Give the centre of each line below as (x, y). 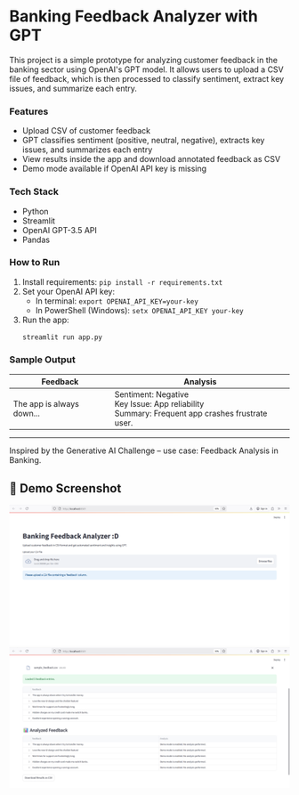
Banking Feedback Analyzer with (133, 16)
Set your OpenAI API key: (69, 291)
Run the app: (45, 320)
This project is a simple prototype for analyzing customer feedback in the (144, 60)
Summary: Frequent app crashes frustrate (191, 413)
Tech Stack (34, 191)
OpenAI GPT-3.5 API (60, 230)
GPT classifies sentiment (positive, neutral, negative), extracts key (143, 141)
